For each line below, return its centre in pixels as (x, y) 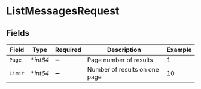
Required (68, 50)
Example (179, 50)
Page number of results (120, 60)
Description (124, 50)
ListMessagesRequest (63, 11)
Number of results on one (123, 70)
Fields (18, 33)
